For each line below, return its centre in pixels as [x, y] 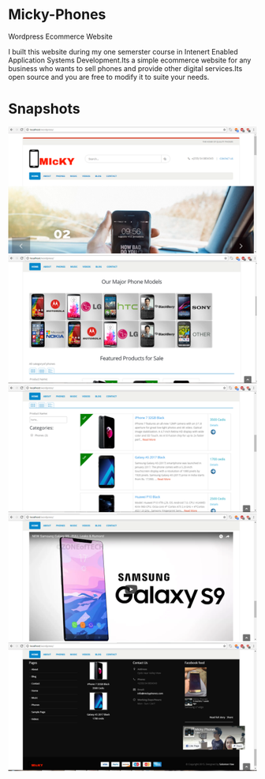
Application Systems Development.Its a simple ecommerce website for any [130, 60]
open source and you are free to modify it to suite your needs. [109, 77]
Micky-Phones [57, 15]
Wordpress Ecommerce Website [60, 36]
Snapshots [44, 109]
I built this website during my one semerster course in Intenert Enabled [123, 51]
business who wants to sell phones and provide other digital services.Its [125, 68]
